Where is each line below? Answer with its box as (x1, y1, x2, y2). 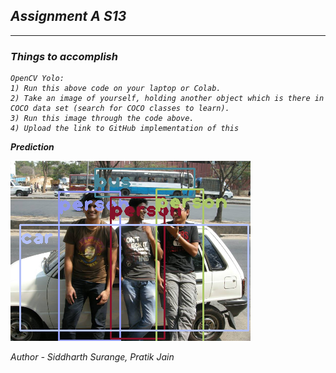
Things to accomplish (10, 49, 118, 63)
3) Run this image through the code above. (10, 114, 195, 124)
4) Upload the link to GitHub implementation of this (10, 124, 240, 134)
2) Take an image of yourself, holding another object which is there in (10, 94, 325, 104)
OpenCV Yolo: (10, 74, 65, 84)
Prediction (10, 141, 55, 153)
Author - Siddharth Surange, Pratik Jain (10, 351, 175, 363)
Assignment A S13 (10, 8, 127, 25)
